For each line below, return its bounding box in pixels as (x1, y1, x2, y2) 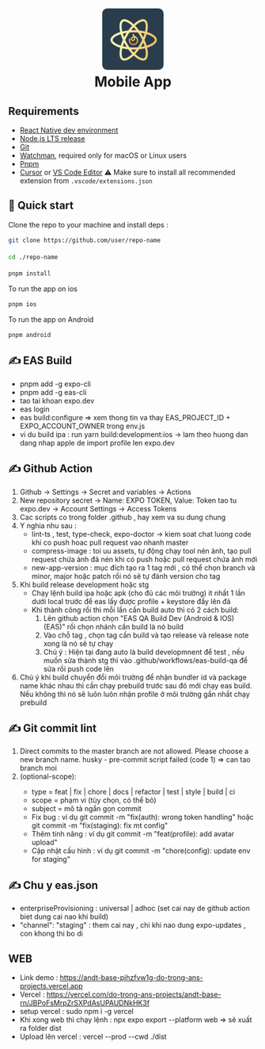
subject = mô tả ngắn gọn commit (31, 804, 142, 814)
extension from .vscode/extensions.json (19, 176, 153, 186)
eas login (19, 404, 50, 414)
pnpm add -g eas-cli (19, 387, 87, 396)
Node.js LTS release (19, 134, 85, 143)
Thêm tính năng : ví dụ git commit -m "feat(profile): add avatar (31, 829, 235, 839)
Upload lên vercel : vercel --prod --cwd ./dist (19, 1032, 168, 1041)
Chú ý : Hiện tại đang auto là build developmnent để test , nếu (43, 647, 245, 657)
